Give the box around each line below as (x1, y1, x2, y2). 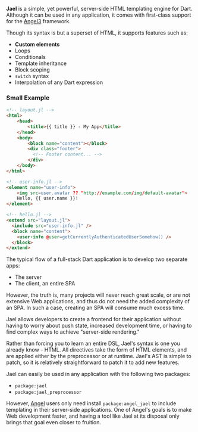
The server (14, 274, 42, 281)
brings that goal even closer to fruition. (6, 419, 102, 426)
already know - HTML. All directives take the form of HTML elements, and (6, 346, 187, 353)
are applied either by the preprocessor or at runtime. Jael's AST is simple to (6, 353, 191, 360)
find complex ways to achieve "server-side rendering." (6, 328, 140, 335)
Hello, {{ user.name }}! (17, 195, 78, 201)
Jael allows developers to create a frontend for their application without (6, 316, 181, 323)
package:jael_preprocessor (14, 390, 82, 396)
